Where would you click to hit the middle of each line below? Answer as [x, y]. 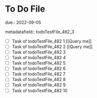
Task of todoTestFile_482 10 [40, 90]
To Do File [25, 9]
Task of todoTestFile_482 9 [39, 85]
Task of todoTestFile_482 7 [39, 74]
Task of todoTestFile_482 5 [39, 63]
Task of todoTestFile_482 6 [39, 68]
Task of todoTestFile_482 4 [39, 58]
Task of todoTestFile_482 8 [39, 80]
